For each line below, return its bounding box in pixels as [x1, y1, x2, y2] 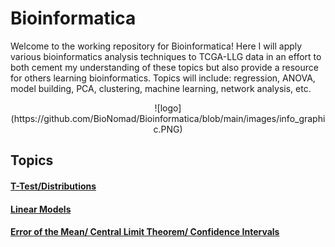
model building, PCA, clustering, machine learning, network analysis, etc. [10, 82, 312, 94]
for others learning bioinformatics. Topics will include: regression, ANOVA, [10, 72, 316, 84]
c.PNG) [153, 123, 183, 135]
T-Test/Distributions [10, 180, 97, 192]
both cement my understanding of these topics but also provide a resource [10, 61, 319, 73]
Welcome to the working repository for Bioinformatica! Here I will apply [10, 40, 303, 52]
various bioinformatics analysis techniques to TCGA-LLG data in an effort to [10, 50, 322, 62]
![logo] [154, 102, 182, 114]
